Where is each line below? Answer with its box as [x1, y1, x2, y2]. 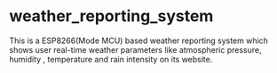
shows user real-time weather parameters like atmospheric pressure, [9, 44, 262, 55]
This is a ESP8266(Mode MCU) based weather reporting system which [9, 35, 269, 46]
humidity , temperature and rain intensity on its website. [9, 54, 213, 64]
